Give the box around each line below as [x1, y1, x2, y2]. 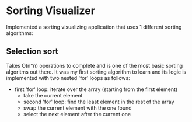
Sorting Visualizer [6, 4, 95, 18]
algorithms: [6, 29, 33, 36]
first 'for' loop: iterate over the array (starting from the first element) [14, 86, 178, 93]
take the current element [23, 92, 83, 99]
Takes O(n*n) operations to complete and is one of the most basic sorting [6, 62, 183, 69]
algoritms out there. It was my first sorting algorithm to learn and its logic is [6, 68, 187, 75]
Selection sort [6, 47, 58, 57]
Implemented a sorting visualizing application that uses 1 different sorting [6, 23, 182, 30]
